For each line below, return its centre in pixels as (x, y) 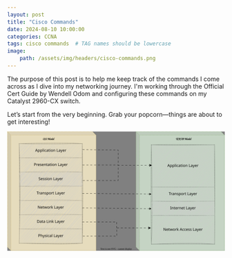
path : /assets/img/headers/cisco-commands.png (88, 59)
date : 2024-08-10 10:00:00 (46, 29)
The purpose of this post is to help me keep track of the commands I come (113, 79)
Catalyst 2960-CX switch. (44, 101)
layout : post (26, 15)
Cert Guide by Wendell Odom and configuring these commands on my (107, 93)
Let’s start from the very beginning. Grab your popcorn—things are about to (115, 114)
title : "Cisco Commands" (43, 22)
